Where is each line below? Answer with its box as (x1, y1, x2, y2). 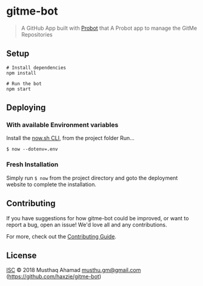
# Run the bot (6, 80, 42, 86)
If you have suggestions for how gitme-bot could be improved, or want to (6, 214, 189, 221)
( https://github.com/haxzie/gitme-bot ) (6, 273, 102, 281)
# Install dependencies (6, 65, 67, 71)
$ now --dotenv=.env (6, 146, 59, 153)
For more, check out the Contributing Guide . (6, 232, 117, 240)
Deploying (6, 102, 46, 113)
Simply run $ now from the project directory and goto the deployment (6, 174, 178, 181)
